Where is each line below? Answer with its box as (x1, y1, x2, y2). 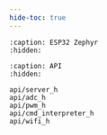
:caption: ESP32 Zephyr (9, 38, 99, 47)
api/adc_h (9, 93, 47, 102)
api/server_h (9, 85, 58, 94)
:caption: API (9, 61, 63, 70)
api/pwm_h (9, 101, 47, 110)
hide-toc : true (9, 13, 67, 22)
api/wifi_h (9, 116, 50, 126)
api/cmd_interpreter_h (9, 109, 94, 118)
